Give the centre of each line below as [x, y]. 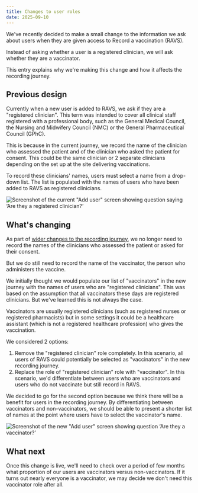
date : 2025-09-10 [27, 17]
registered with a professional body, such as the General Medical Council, [96, 121]
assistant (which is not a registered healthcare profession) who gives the [95, 324]
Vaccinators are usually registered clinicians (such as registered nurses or [96, 311]
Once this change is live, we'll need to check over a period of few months [95, 465]
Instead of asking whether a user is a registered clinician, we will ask [90, 52]
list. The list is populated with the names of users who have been [100, 182]
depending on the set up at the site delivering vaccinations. [78, 164]
